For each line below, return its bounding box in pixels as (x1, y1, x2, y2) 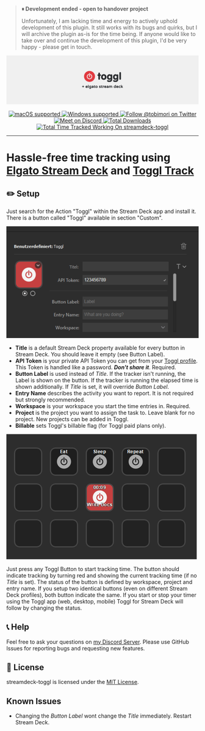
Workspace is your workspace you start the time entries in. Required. (15, 402, 191, 409)
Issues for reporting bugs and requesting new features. (6, 644, 145, 652)
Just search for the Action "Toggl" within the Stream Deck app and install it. (6, 207, 196, 215)
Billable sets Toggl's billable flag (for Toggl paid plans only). (15, 422, 167, 429)
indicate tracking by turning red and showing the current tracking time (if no (6, 572, 197, 579)
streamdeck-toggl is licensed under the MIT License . (6, 679, 139, 686)
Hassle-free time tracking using (6, 151, 171, 164)
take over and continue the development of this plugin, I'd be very (21, 37, 187, 44)
